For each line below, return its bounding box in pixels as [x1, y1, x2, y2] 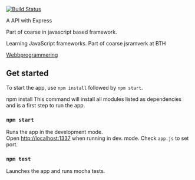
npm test [6, 156, 31, 162]
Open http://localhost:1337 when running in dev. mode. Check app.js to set [6, 135, 189, 142]
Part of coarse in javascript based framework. [6, 28, 117, 35]
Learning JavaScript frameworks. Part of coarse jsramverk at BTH [6, 40, 166, 47]
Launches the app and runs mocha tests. [6, 168, 105, 175]
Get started [6, 68, 49, 78]
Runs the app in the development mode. [6, 129, 103, 136]
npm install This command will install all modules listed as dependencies [6, 95, 181, 103]
